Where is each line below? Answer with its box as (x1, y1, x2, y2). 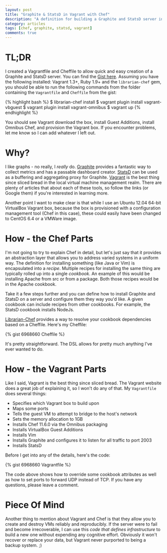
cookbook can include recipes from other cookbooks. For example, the (5, 301, 151, 307)
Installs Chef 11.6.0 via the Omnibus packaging (12, 421, 108, 427)
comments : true (5, 30, 37, 35)
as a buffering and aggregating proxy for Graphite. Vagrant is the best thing (5, 174, 160, 180)
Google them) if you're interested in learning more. (5, 190, 109, 196)
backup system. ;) (5, 542, 42, 548)
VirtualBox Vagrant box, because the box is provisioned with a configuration (5, 205, 161, 211)
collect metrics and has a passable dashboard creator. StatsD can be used (5, 169, 158, 175)
